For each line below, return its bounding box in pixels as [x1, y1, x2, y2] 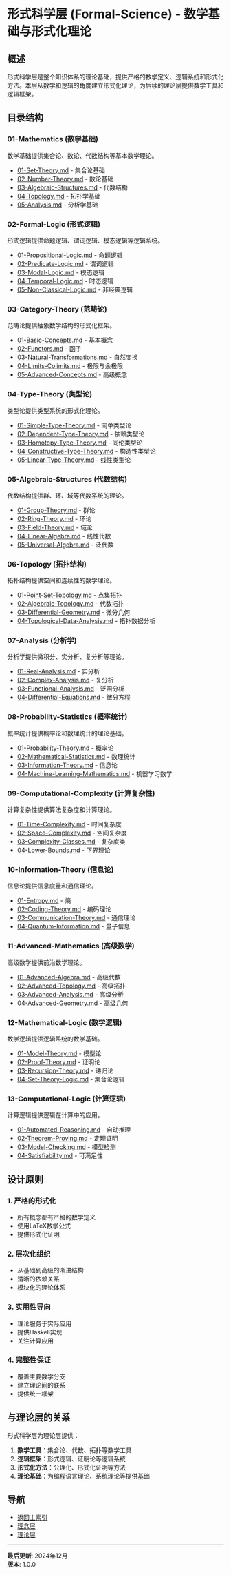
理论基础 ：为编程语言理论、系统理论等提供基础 [16, 1472, 150, 1480]
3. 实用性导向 [7, 1302, 51, 1312]
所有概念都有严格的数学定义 [16, 1212, 96, 1221]
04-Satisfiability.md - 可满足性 [16, 1152, 103, 1160]
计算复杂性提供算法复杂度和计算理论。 [7, 806, 115, 814]
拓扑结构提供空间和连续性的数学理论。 [7, 576, 115, 585]
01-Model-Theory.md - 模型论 [16, 1049, 102, 1057]
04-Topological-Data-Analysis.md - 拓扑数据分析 [16, 617, 156, 625]
